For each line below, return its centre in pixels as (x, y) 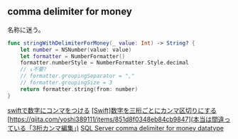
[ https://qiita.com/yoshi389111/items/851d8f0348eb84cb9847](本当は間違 (116, 119)
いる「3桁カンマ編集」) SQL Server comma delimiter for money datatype (118, 128)
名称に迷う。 (26, 29)
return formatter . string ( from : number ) (79, 89)
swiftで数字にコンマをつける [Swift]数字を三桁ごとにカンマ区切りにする (112, 110)
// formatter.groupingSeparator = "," (77, 76)
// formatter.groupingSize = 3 (66, 83)
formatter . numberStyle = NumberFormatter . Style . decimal (105, 63)
